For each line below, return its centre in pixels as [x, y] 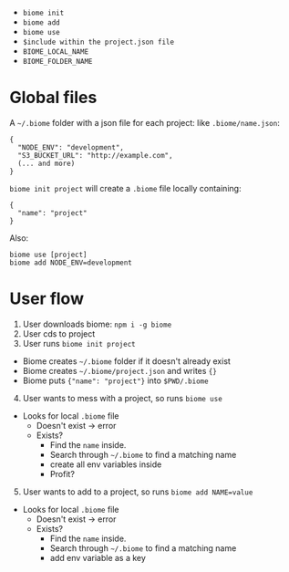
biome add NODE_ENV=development [71, 263]
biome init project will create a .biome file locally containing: [125, 188]
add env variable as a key [98, 557]
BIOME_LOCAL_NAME [56, 52]
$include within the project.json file [98, 42]
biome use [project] [49, 255]
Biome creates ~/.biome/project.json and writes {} [119, 370]
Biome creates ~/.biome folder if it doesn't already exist [126, 361]
